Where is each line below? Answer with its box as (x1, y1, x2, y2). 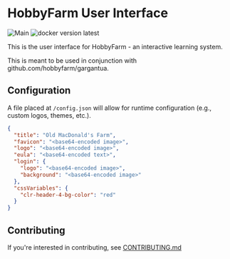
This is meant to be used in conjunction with (7, 56, 137, 65)
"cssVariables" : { (14, 184, 69, 192)
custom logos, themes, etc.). (7, 111, 91, 119)
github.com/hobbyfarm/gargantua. (7, 64, 109, 72)
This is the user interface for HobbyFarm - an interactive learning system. (7, 42, 223, 51)
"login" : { (14, 158, 46, 166)
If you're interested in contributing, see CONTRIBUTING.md (7, 243, 182, 251)
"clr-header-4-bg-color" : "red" (20, 191, 116, 198)
